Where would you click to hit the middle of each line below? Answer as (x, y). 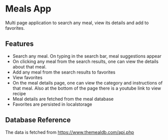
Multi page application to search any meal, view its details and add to (77, 23)
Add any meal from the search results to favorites (64, 72)
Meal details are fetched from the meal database (63, 99)
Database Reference (38, 120)
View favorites (27, 77)
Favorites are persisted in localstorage (52, 104)
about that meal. (30, 66)
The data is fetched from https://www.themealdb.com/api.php (70, 132)
